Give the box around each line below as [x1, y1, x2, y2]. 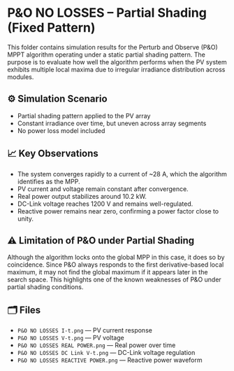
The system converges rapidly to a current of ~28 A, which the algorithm [17, 169, 227, 178]
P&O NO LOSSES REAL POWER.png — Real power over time [17, 341, 176, 349]
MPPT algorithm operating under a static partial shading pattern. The [7, 50, 206, 59]
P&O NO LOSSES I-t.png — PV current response [17, 326, 152, 335]
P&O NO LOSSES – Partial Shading [7, 5, 207, 21]
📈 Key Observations [7, 148, 99, 160]
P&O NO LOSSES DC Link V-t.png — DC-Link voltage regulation [17, 349, 196, 357]
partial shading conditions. [7, 283, 84, 291]
